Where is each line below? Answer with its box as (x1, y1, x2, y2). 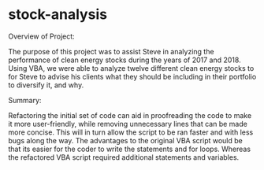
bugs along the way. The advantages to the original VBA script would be (8, 135, 243, 145)
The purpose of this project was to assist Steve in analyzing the (8, 46, 214, 56)
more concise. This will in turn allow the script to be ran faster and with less (8, 128, 254, 137)
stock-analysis (8, 6, 108, 24)
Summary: (8, 95, 42, 105)
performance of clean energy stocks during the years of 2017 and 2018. (8, 55, 242, 65)
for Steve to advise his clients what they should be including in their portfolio (8, 72, 257, 81)
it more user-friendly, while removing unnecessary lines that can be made (8, 119, 248, 128)
